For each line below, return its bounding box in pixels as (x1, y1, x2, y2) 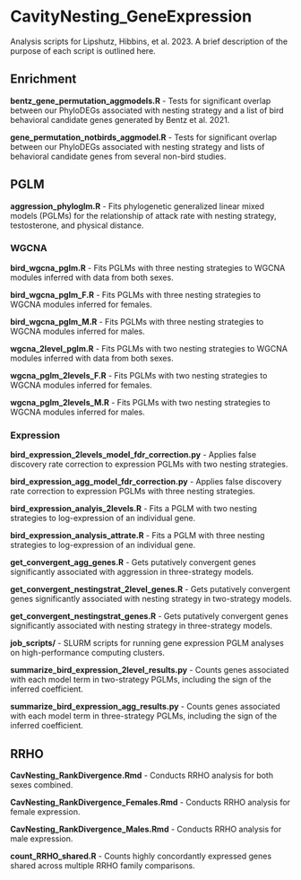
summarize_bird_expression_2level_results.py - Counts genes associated (10, 665, 289, 675)
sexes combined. (10, 779, 73, 790)
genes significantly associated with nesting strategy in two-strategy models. (10, 594, 292, 605)
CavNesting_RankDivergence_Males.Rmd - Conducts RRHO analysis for (10, 823, 281, 834)
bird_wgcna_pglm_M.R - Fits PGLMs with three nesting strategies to (10, 316, 264, 327)
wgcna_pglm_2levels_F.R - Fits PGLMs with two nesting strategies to (10, 370, 268, 380)
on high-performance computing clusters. (10, 648, 165, 658)
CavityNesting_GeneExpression (10, 6, 253, 27)
